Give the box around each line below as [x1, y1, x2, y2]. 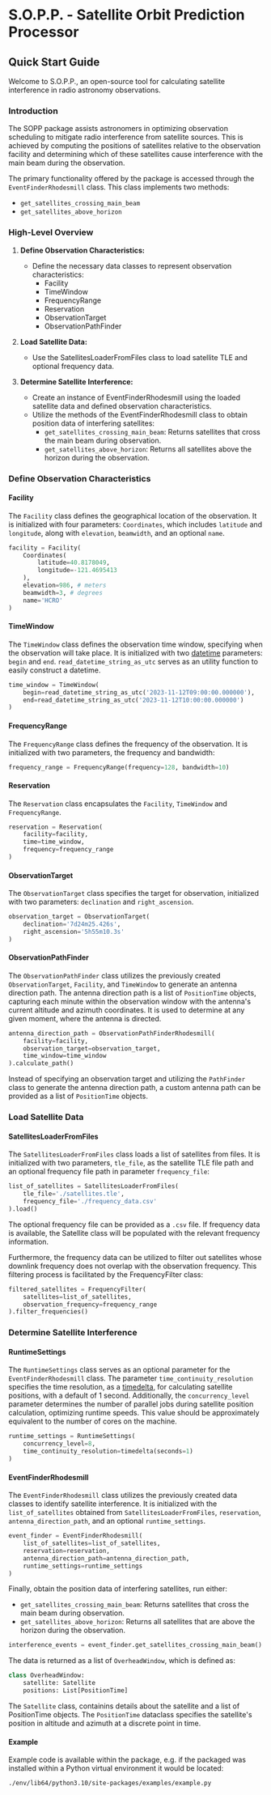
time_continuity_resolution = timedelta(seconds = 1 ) [23, 1447, 194, 1456]
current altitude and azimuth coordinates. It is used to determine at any [8, 1005, 245, 1015]
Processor [8, 23, 79, 41]
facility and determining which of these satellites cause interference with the [8, 150, 264, 159]
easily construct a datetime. [8, 665, 101, 675]
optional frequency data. [32, 361, 115, 371]
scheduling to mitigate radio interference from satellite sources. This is [8, 132, 244, 142]
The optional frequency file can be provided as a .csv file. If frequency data [8, 1220, 260, 1229]
